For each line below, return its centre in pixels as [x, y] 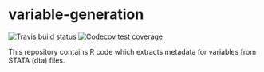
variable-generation [76, 15]
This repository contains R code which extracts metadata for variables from [132, 51]
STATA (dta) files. [37, 60]
